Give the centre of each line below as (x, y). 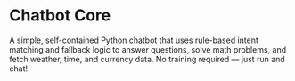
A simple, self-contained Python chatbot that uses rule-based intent (134, 40)
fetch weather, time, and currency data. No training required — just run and (147, 59)
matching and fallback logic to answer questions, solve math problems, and (148, 49)
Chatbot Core (60, 16)
